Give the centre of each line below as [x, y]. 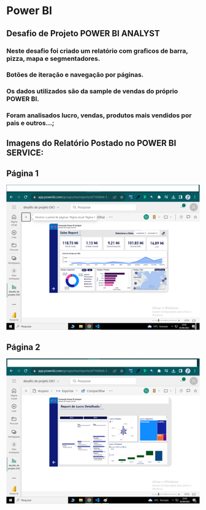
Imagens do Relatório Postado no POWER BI [91, 143]
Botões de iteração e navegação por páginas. [75, 75]
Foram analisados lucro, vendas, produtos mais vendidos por [99, 115]
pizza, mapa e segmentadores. [53, 58]
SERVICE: [25, 153]
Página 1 [22, 173]
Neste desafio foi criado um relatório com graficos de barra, [97, 51]
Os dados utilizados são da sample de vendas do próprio [92, 91]
